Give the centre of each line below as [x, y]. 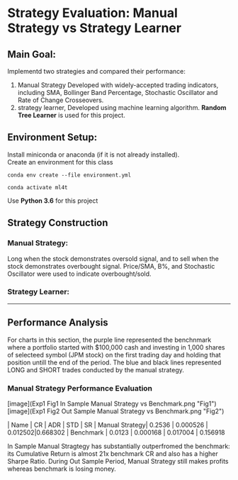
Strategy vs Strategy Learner [95, 28]
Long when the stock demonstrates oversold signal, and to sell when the [113, 258]
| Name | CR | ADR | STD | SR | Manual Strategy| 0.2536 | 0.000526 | [108, 425]
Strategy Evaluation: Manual [93, 13]
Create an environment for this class [60, 162]
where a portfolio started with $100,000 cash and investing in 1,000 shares [116, 347]
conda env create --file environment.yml [69, 175]
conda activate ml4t [38, 187]
